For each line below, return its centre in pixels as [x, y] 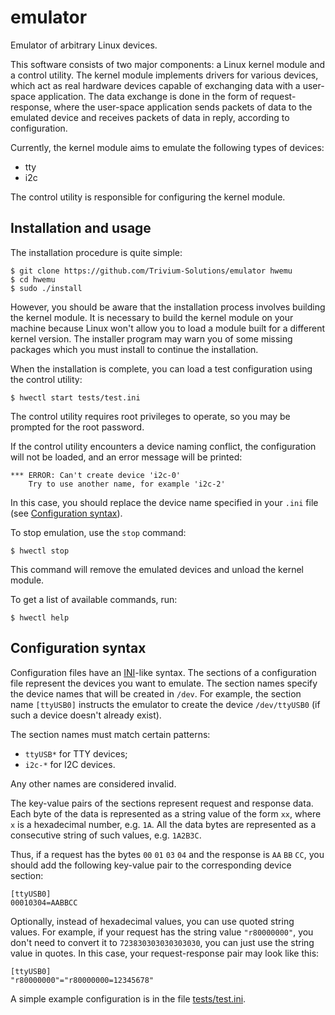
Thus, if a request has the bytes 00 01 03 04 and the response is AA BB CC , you [167, 854]
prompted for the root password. [77, 427]
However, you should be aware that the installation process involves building [168, 307]
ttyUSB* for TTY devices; [76, 753]
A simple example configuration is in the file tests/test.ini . [128, 998]
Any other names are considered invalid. [93, 783]
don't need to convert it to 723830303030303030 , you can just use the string [162, 942]
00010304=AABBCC [44, 902]
